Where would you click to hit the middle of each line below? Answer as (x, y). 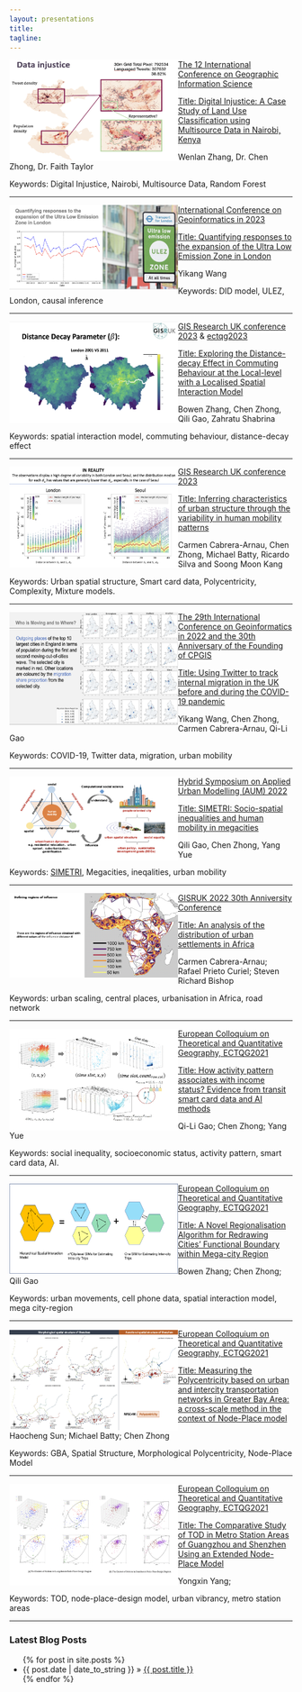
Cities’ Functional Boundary (229, 1244)
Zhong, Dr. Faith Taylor (52, 167)
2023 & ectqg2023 (213, 336)
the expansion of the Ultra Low (235, 247)
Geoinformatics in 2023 (222, 220)
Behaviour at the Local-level (230, 373)
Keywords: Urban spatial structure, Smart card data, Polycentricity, (133, 582)
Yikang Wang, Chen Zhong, (229, 719)
